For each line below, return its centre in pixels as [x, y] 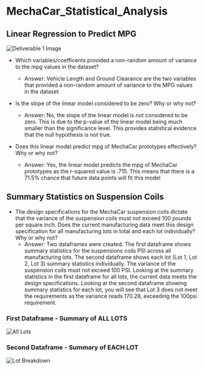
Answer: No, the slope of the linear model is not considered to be [106, 115]
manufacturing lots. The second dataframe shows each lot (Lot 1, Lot [111, 257]
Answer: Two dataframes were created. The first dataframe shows [107, 244]
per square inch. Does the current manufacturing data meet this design [104, 225]
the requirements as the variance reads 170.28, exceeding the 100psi [111, 296]
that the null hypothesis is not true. [68, 135]
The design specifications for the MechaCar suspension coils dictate [101, 211]
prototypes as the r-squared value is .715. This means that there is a [109, 171]
